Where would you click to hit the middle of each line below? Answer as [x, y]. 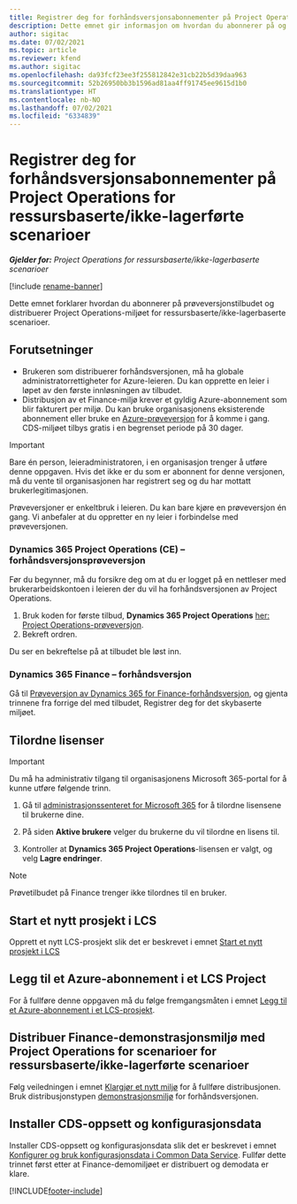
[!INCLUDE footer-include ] [56, 1191]
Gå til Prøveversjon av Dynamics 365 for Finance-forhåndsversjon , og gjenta [149, 694]
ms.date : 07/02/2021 [47, 42]
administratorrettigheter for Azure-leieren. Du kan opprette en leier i [145, 381]
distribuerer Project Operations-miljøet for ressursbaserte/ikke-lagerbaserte [148, 313]
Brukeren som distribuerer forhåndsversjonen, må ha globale [133, 371]
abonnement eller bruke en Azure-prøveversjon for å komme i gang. [145, 418]
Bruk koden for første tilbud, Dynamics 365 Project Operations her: [146, 615]
